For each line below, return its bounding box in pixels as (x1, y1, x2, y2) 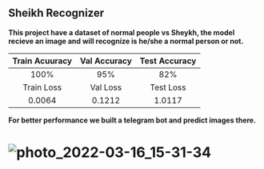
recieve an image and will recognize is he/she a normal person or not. (8, 36, 244, 46)
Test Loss (150, 82, 186, 93)
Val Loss (90, 82, 122, 93)
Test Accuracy (139, 55, 197, 66)
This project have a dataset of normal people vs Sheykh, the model (8, 27, 235, 37)
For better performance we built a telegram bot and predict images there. (8, 115, 257, 125)
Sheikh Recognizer (8, 6, 105, 20)
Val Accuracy (79, 55, 132, 66)
